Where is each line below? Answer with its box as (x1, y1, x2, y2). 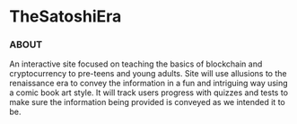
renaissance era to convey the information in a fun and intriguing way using (9, 78, 289, 89)
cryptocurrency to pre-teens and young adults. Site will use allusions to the (9, 68, 287, 79)
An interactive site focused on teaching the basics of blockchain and (9, 58, 263, 69)
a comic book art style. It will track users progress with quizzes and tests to (9, 87, 289, 98)
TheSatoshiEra (9, 6, 122, 27)
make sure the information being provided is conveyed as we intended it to (9, 97, 285, 108)
